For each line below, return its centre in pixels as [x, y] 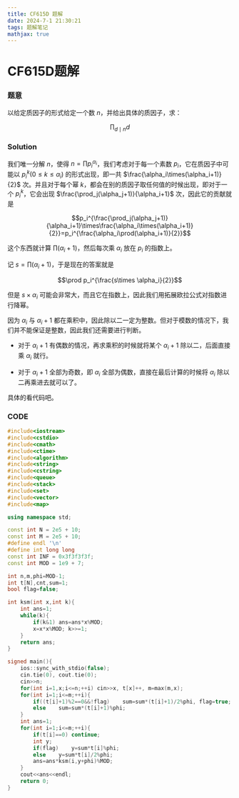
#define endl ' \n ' [35, 544]
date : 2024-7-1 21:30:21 [44, 21]
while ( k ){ [35, 616]
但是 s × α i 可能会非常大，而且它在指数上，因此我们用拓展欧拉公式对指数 [114, 295]
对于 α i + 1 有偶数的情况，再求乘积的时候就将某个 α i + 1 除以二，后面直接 [124, 346]
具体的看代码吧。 [32, 397]
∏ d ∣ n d [120, 128]
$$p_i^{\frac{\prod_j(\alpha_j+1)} [120, 218]
